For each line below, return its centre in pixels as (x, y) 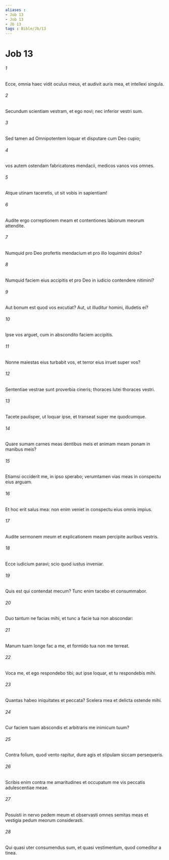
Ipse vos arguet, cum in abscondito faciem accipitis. (59, 335)
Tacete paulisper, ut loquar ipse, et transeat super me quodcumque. (76, 416)
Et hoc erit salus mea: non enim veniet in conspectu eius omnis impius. (79, 509)
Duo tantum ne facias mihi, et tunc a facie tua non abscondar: (69, 618)
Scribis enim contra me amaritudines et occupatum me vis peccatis (75, 782)
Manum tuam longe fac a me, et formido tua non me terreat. (67, 646)
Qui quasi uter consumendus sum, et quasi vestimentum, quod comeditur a (83, 847)
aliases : (16, 10)
